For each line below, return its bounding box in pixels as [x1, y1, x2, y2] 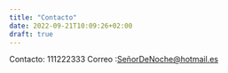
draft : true [9, 29, 53, 38]
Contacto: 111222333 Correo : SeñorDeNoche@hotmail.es [9, 54, 219, 65]
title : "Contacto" [9, 12, 77, 22]
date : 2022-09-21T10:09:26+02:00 [9, 21, 133, 30]
